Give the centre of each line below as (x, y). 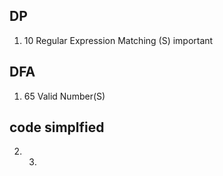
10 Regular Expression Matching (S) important (118, 40)
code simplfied (57, 127)
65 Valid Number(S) (64, 96)
